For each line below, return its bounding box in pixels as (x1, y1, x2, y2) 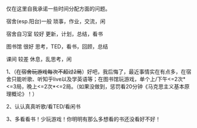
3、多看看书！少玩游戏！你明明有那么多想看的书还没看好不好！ (6, 116, 161, 123)
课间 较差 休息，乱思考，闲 (6, 56, 72, 62)
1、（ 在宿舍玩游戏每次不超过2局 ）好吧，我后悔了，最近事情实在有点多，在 (6, 68, 186, 75)
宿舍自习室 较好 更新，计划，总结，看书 (6, 30, 103, 37)
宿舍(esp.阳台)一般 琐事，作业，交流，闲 (6, 18, 106, 25)
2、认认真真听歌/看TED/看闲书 (6, 103, 81, 110)
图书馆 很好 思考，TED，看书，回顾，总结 (6, 43, 108, 50)
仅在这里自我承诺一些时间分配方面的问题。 (6, 5, 111, 12)
